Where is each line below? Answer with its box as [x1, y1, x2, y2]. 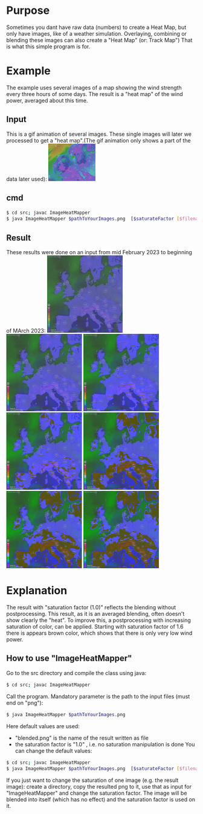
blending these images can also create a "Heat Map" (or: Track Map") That [6, 36, 193, 43]
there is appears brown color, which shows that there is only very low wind [6, 629, 193, 636]
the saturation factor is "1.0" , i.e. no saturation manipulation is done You [14, 740, 195, 748]
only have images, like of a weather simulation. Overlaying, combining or [6, 30, 187, 37]
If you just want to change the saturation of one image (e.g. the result [6, 777, 179, 784]
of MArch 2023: [6, 327, 46, 335]
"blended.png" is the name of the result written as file [14, 734, 149, 742]
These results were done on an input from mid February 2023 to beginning [6, 249, 192, 256]
